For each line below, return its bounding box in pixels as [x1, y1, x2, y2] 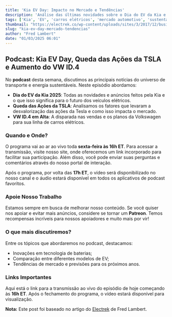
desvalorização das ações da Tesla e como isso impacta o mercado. [12, 108, 157, 114]
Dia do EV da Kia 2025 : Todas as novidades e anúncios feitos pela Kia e [12, 92, 165, 98]
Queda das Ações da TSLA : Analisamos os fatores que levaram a [12, 103, 151, 109]
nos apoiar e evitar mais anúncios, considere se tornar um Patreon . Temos [5, 210, 163, 216]
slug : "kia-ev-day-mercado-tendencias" [5, 27, 91, 32]
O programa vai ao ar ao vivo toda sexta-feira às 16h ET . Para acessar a [5, 143, 158, 149]
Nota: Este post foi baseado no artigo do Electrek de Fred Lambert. [5, 306, 147, 312]
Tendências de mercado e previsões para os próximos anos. [12, 261, 140, 267]
